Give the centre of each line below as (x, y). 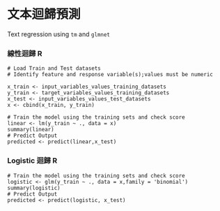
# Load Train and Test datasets (54, 68)
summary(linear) (31, 130)
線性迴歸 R (25, 53)
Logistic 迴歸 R (32, 161)
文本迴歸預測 (44, 14)
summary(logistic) (34, 188)
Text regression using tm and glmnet (58, 34)
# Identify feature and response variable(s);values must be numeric (110, 75)
